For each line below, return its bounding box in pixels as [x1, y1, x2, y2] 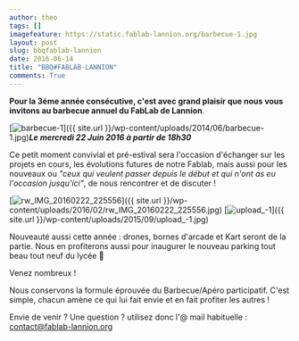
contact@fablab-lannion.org [9, 320, 113, 331]
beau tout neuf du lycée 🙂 [9, 250, 104, 261]
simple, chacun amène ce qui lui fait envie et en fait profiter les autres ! [9, 294, 270, 304]
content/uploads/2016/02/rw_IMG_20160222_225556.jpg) [9, 204, 223, 215]
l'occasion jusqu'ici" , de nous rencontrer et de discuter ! [9, 178, 217, 188]
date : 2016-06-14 [9, 54, 74, 63]
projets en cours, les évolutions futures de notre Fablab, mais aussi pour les [9, 158, 287, 170]
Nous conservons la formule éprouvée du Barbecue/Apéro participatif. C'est [9, 285, 290, 295]
